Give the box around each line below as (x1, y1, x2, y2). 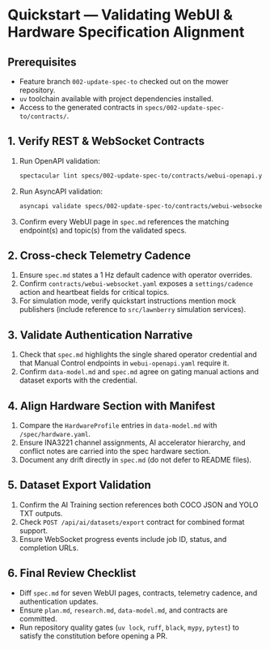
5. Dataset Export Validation (7, 478, 151, 492)
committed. (19, 613, 57, 623)
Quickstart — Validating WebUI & (7, 6, 234, 24)
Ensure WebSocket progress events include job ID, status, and (19, 534, 227, 544)
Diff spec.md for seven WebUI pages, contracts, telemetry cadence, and (19, 587, 258, 597)
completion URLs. (19, 543, 78, 553)
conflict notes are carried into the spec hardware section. (19, 446, 211, 455)
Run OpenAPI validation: (19, 156, 100, 165)
